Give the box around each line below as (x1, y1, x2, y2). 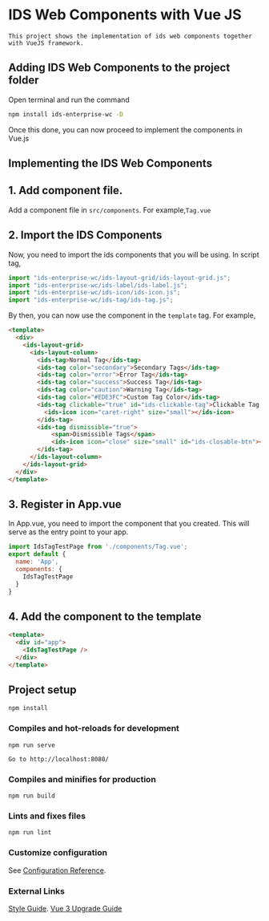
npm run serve (8, 740, 56, 749)
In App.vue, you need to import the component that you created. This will (8, 519, 250, 529)
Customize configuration (8, 847, 108, 858)
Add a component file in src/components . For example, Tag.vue (8, 205, 211, 214)
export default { (8, 550, 66, 558)
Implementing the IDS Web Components (8, 156, 213, 170)
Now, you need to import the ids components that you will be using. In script (8, 250, 260, 259)
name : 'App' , (15, 558, 59, 566)
